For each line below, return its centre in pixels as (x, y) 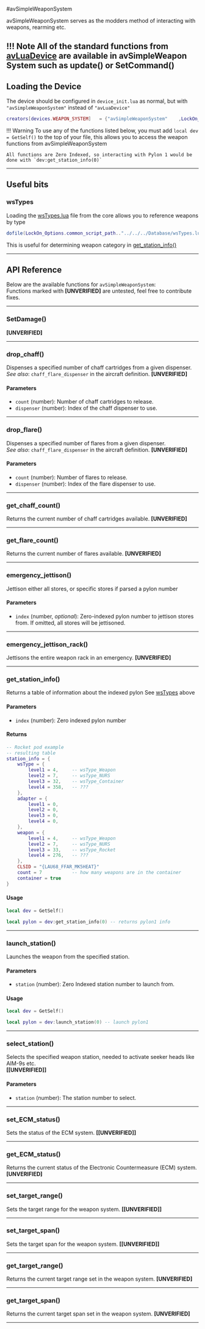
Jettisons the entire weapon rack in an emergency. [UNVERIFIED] (89, 658)
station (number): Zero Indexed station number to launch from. (95, 984)
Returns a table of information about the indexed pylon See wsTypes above (101, 693)
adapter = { (32, 799)
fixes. (13, 298)
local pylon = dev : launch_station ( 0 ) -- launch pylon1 (77, 1022)
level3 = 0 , (44, 816)
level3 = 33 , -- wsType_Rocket (72, 850)
